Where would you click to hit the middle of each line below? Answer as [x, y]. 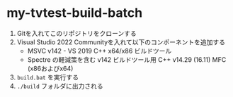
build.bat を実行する [48, 77]
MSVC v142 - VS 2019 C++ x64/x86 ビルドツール [100, 51]
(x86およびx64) [50, 68]
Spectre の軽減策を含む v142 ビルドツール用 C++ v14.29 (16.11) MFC [127, 59]
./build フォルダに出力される [60, 86]
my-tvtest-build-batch [75, 13]
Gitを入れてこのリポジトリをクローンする [77, 33]
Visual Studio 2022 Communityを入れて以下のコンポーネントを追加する [121, 42]
